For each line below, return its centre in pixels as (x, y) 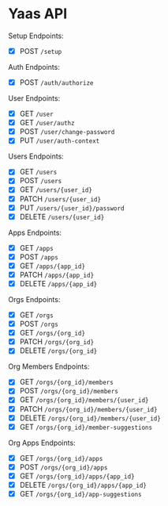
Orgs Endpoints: (34, 299)
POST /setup (41, 51)
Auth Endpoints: (34, 67)
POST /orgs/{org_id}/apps (63, 467)
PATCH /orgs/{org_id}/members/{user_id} (88, 408)
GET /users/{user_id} (56, 190)
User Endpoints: (34, 98)
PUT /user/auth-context (60, 140)
